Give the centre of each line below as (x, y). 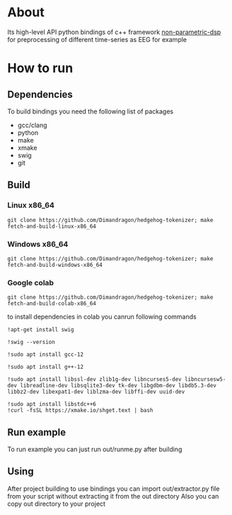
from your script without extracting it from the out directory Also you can (113, 496)
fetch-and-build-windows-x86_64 (55, 265)
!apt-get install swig (41, 330)
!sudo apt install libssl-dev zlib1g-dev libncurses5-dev (94, 380)
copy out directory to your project (57, 504)
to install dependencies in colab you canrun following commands (102, 317)
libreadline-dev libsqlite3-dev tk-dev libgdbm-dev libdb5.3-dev (118, 386)
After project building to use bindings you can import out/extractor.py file (114, 488)
